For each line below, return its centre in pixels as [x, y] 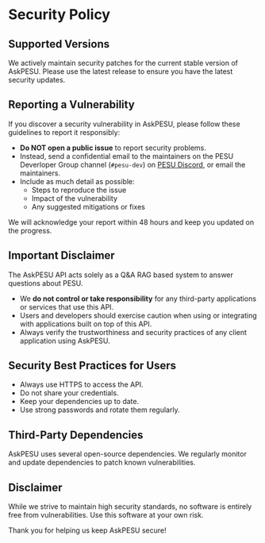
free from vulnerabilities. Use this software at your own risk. [106, 515]
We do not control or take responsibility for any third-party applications [138, 298]
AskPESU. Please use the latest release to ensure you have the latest [121, 71]
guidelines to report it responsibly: [64, 132]
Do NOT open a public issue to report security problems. [113, 148]
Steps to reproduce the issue [79, 190]
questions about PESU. [46, 283]
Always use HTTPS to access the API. [82, 385]
